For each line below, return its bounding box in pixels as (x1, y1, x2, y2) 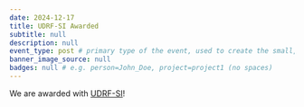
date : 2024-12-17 (9, 13, 75, 22)
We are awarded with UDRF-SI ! (9, 87, 126, 99)
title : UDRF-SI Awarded (9, 22, 100, 31)
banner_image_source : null (9, 55, 111, 64)
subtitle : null (9, 30, 67, 39)
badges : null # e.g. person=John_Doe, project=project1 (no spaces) (9, 64, 273, 73)
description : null (9, 38, 79, 48)
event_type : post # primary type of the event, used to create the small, (9, 47, 298, 56)
